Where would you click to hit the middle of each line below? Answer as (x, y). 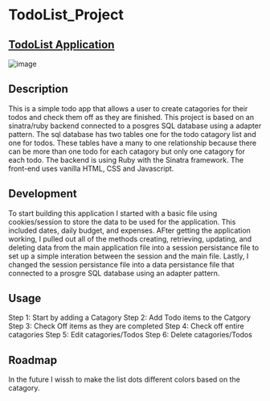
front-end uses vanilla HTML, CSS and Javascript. (91, 168)
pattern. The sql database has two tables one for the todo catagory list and (132, 134)
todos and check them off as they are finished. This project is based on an (131, 117)
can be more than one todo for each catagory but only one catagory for (127, 151)
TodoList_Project (66, 15)
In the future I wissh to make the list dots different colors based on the (125, 379)
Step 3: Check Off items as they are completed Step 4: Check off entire (126, 326)
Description (38, 89)
